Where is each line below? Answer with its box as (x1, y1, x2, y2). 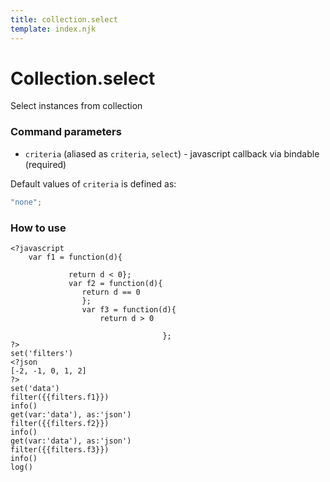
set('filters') (10, 348, 74, 358)
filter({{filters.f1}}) (10, 392, 110, 402)
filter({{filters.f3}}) (10, 444, 110, 455)
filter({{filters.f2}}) (10, 418, 110, 428)
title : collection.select (10, 14, 118, 25)
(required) (24, 158, 67, 170)
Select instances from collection (10, 100, 143, 112)
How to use (10, 221, 67, 235)
